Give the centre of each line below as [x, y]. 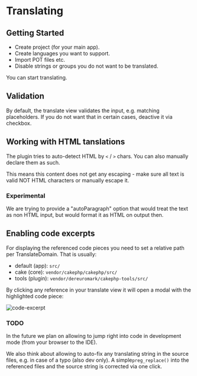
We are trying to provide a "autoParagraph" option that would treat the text [97, 208]
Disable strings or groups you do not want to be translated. [86, 66]
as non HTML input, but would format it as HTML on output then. [85, 214]
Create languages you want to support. [62, 53]
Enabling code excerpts [51, 234]
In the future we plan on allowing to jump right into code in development [94, 336]
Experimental [26, 195]
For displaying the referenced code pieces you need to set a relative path [95, 248]
